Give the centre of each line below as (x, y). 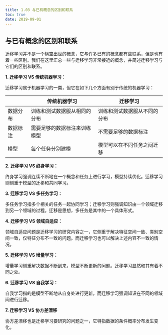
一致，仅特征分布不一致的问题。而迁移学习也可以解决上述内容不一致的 (81, 238)
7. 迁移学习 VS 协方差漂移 (31, 310)
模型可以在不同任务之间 (126, 145)
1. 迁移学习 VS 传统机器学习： (35, 77)
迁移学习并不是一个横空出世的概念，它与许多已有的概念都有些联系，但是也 (82, 54)
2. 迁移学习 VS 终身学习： (32, 166)
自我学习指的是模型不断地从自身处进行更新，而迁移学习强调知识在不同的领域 (84, 293)
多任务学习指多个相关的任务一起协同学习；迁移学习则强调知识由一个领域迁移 (84, 204)
